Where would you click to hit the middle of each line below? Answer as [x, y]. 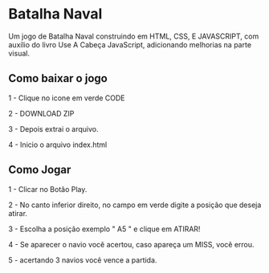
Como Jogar [40, 170]
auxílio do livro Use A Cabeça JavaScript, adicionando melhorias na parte [130, 44]
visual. [19, 53]
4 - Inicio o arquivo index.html [58, 145]
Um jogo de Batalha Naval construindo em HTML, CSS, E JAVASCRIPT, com [134, 36]
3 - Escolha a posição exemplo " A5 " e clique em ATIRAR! [104, 229]
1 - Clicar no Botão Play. [48, 189]
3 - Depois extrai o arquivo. [53, 128]
